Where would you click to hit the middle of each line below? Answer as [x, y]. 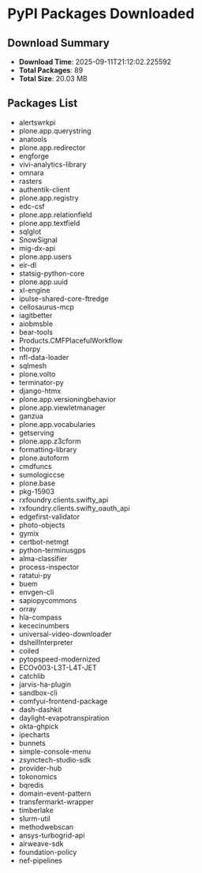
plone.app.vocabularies [57, 424]
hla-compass [40, 617]
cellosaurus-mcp [46, 307]
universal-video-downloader [65, 634]
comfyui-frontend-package [63, 701]
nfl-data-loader [44, 357]
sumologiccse [41, 474]
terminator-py [41, 382]
